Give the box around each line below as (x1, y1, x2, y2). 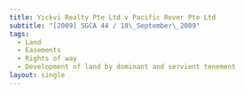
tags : (9, 29, 29, 38)
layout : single (9, 71, 66, 80)
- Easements (17, 46, 62, 55)
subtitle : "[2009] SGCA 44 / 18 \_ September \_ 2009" (9, 21, 201, 30)
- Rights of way (17, 54, 77, 63)
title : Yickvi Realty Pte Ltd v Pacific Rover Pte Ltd (9, 12, 216, 22)
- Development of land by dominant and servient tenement (17, 63, 237, 72)
